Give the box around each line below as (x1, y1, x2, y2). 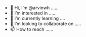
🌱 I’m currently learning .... (10, 15, 65, 21)
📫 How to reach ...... (10, 26, 54, 32)
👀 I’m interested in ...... (10, 10, 57, 16)
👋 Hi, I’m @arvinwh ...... (10, 5, 59, 10)
